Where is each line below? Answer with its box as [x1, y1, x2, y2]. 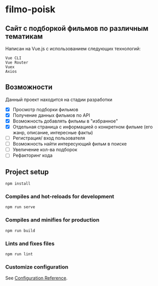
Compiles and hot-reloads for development [5, 193, 115, 200]
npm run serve [5, 205, 36, 210]
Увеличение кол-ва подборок [12, 147, 77, 153]
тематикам [5, 32, 43, 40]
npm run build [5, 228, 36, 233]
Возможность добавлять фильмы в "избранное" [12, 118, 118, 124]
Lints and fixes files [5, 240, 55, 247]
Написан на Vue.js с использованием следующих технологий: [5, 46, 141, 52]
